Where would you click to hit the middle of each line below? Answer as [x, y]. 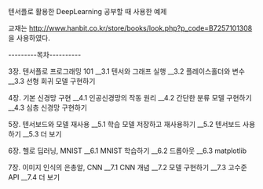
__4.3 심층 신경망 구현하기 [48, 107]
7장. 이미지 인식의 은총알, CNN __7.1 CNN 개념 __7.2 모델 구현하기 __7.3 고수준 [128, 167]
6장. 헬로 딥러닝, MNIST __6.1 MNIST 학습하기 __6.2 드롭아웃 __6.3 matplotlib [128, 151]
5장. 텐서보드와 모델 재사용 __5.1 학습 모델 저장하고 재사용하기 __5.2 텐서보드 [124, 124]
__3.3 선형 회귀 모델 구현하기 [52, 81]
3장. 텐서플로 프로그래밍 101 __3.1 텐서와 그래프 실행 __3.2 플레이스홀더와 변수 [127, 71]
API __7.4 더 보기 [34, 177]
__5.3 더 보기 [42, 134]
